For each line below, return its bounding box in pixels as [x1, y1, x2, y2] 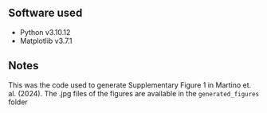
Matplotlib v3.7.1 [19, 36, 73, 45]
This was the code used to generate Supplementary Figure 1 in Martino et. [8, 80, 252, 90]
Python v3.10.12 [19, 27, 71, 37]
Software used [8, 6, 83, 20]
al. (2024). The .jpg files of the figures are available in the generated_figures [8, 88, 260, 98]
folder [8, 97, 28, 107]
